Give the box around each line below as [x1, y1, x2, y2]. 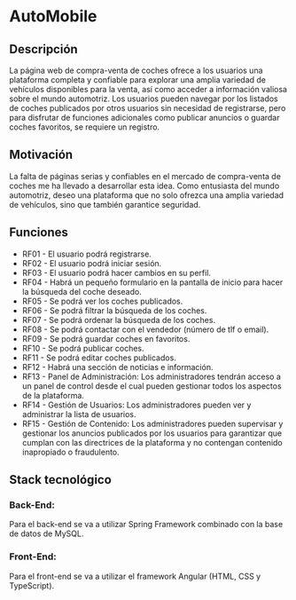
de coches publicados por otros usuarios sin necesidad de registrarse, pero [9, 103, 286, 113]
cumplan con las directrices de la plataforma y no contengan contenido [21, 437, 283, 447]
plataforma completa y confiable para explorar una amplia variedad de [9, 75, 266, 85]
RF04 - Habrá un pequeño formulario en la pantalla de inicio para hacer [21, 277, 284, 288]
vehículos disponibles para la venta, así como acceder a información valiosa [9, 84, 288, 94]
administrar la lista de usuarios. [21, 408, 136, 419]
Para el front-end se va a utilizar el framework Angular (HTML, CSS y [9, 571, 261, 581]
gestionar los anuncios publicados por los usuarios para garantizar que [21, 428, 282, 438]
